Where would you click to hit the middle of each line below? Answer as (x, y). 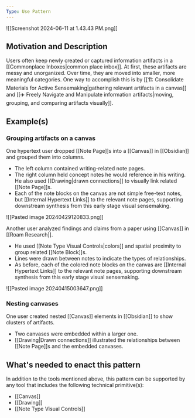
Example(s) (27, 121)
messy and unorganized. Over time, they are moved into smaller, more (91, 73)
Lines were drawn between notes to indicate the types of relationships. (100, 259)
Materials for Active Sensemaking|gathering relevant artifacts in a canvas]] (96, 88)
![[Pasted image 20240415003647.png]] (54, 289)
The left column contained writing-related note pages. (80, 169)
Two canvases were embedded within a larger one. (76, 334)
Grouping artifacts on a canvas (51, 138)
